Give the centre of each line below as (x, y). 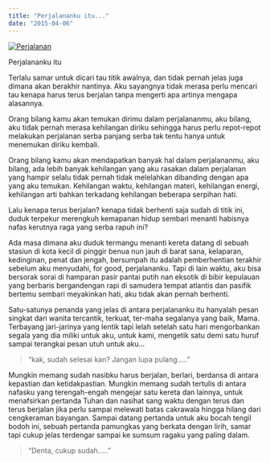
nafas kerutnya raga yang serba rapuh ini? (78, 227)
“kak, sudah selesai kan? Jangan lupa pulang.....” (109, 359)
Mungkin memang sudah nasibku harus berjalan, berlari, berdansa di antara (133, 374)
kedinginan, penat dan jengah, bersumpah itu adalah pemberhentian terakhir (135, 259)
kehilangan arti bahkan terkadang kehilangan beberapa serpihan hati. (123, 194)
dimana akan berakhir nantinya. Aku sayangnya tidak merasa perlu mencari (133, 86)
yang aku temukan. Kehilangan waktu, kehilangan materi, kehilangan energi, (134, 185)
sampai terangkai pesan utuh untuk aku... (77, 344)
